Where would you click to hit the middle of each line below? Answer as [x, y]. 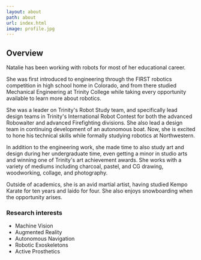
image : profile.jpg [31, 29]
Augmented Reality [38, 232]
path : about [21, 17]
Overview [25, 53]
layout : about [24, 12]
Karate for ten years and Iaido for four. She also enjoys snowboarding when [100, 191]
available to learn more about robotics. [54, 98]
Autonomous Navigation [45, 239]
